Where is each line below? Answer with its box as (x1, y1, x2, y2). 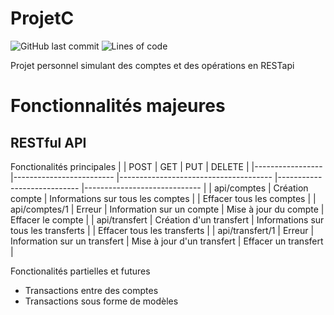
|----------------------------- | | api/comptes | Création (81, 182, 309, 194)
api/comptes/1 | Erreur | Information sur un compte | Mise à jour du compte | (10, 203, 325, 215)
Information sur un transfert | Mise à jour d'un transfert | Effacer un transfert (10, 235, 324, 247)
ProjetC (10, 7, 75, 30)
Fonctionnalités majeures (10, 95, 226, 117)
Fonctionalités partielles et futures (10, 265, 151, 277)
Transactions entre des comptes (24, 284, 159, 296)
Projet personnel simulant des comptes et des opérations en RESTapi (10, 59, 295, 71)
